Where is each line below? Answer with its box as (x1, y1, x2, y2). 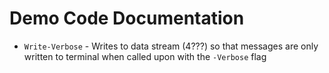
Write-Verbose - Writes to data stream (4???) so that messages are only (23, 40, 319, 52)
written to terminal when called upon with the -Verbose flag (23, 50, 267, 62)
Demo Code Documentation (9, 7, 245, 30)
